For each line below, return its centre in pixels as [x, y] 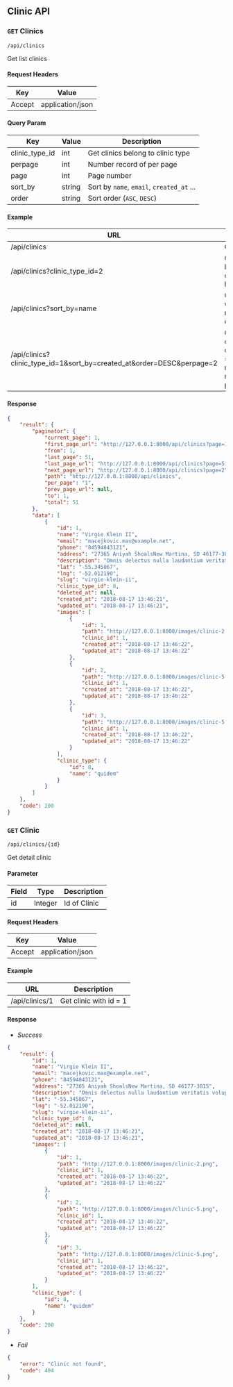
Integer [45, 904]
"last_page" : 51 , [69, 457]
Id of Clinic [81, 904]
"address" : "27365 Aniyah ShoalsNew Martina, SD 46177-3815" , [124, 1086]
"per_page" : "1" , [69, 483]
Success [29, 1035]
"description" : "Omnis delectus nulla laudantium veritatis [121, 1093]
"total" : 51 [61, 502]
